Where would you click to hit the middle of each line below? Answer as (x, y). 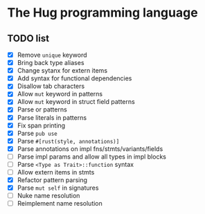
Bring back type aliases (51, 63)
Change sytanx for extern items (62, 71)
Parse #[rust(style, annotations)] (68, 141)
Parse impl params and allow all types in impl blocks (91, 157)
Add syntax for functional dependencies (74, 78)
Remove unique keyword (52, 55)
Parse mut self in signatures (58, 188)
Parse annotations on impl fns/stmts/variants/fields (90, 149)
